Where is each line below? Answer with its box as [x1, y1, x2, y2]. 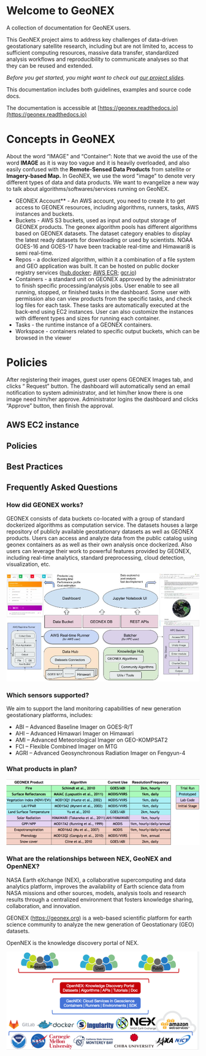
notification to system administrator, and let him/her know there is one [6, 389, 183, 396]
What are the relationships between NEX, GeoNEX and [6, 855, 172, 863]
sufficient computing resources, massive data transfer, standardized [6, 49, 179, 56]
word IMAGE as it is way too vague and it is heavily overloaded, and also [6, 159, 190, 166]
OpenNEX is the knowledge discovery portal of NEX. [6, 939, 139, 946]
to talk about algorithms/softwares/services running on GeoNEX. [6, 185, 170, 192]
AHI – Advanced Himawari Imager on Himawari [15, 730, 134, 737]
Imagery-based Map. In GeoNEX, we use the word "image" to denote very [6, 172, 195, 179]
